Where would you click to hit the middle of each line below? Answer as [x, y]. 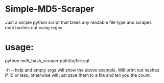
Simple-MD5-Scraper [50, 9]
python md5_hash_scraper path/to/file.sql [47, 60]
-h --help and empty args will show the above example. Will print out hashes [82, 70]
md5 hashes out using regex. [34, 27]
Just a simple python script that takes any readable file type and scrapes [78, 22]
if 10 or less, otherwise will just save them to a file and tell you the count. [78, 75]
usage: [20, 47]
